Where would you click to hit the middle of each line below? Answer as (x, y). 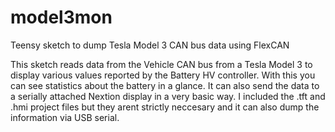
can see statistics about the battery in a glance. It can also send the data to (165, 85)
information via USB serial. (65, 117)
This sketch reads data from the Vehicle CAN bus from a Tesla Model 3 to (161, 64)
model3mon (61, 17)
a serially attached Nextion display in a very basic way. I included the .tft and (168, 96)
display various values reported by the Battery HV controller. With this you (163, 75)
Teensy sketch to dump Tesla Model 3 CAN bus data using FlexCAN (150, 45)
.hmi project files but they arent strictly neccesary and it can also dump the (165, 107)
